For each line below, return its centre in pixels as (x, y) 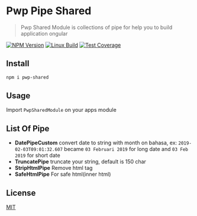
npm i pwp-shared (28, 77)
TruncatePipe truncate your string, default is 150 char (80, 162)
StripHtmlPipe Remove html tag (54, 168)
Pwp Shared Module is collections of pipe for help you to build (96, 27)
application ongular (44, 33)
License (21, 193)
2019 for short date (37, 156)
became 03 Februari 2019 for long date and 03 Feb (126, 149)
